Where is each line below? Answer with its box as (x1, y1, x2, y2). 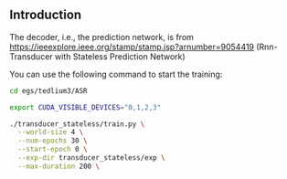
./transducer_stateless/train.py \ (9, 119, 145, 129)
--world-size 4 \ (17, 128, 84, 137)
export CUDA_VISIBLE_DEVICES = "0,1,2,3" (9, 102, 162, 112)
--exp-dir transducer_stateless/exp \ (17, 153, 166, 163)
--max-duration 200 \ (17, 162, 101, 171)
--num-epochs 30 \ (17, 136, 89, 145)
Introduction (9, 7, 82, 23)
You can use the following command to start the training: (9, 68, 223, 79)
